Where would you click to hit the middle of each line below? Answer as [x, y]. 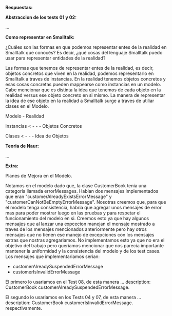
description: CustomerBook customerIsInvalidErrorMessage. [69, 303]
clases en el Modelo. [27, 106]
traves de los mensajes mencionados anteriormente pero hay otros [76, 229]
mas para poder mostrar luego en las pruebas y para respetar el [73, 213]
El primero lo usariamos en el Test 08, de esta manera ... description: [78, 282]
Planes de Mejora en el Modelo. [39, 176]
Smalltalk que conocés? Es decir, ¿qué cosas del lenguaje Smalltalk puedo [84, 53]
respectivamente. [24, 308]
